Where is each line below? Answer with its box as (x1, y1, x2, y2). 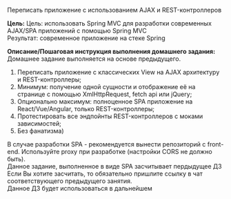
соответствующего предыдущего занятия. (7, 177, 132, 185)
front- (207, 140, 224, 148)
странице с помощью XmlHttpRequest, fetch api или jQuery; (17, 90, 192, 98)
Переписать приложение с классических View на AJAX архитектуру (17, 68, 220, 76)
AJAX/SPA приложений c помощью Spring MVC (7, 27, 147, 35)
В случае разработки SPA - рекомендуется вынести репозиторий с (7, 140, 206, 148)
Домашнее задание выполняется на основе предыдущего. (7, 55, 181, 63)
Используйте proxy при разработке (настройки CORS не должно (21, 148, 212, 155)
